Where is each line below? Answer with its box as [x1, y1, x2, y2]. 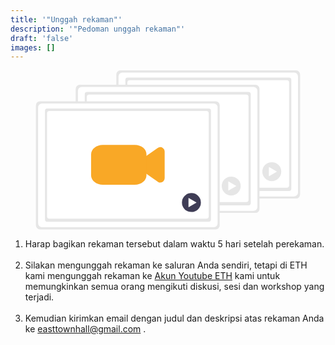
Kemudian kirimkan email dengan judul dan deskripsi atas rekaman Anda [24, 312, 325, 324]
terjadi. [24, 291, 55, 303]
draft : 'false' [10, 33, 74, 43]
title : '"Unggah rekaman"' [10, 14, 123, 25]
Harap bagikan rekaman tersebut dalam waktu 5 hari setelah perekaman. [24, 237, 325, 250]
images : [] [10, 42, 56, 53]
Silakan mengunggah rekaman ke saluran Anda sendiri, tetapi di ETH [24, 259, 308, 271]
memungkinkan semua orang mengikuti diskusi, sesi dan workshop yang [24, 280, 325, 292]
